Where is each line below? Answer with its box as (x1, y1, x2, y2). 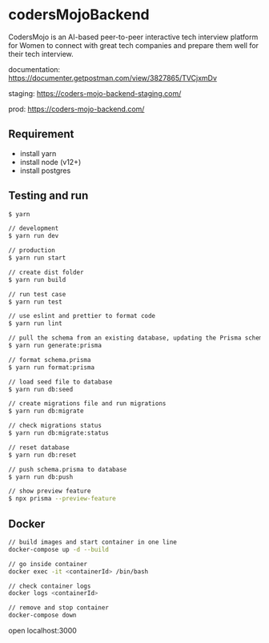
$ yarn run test (8, 298, 62, 306)
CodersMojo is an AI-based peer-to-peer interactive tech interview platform (8, 32, 259, 42)
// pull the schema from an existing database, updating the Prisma (8, 334, 242, 342)
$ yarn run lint (8, 319, 62, 328)
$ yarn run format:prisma (8, 363, 94, 372)
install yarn (19, 148, 57, 158)
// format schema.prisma (8, 356, 91, 364)
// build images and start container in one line (8, 538, 178, 546)
